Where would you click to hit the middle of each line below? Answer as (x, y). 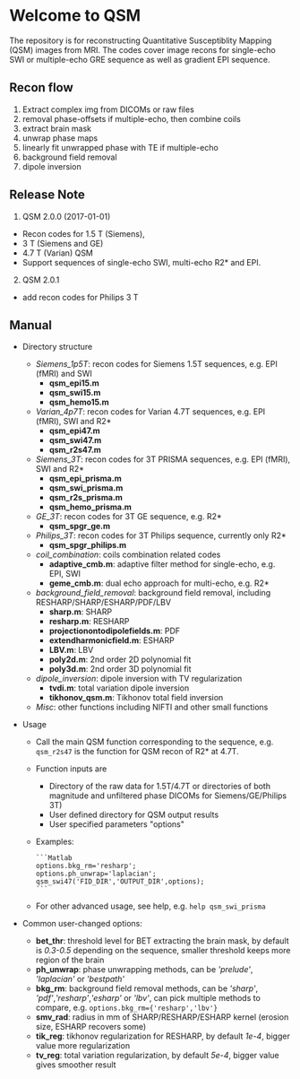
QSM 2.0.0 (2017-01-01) (66, 216)
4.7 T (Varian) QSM (58, 253)
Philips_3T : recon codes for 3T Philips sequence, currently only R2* (161, 535)
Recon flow (41, 87)
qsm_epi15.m (74, 383)
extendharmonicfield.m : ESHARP (111, 640)
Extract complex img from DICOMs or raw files (108, 109)
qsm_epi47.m (74, 431)
